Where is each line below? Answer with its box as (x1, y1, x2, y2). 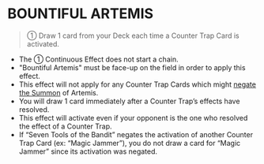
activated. (26, 39, 60, 48)
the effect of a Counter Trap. (18, 121, 112, 131)
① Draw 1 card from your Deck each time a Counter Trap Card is (26, 31, 239, 40)
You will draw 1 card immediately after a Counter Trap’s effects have (18, 96, 240, 106)
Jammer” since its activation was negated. (18, 147, 158, 156)
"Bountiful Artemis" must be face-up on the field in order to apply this (18, 62, 246, 72)
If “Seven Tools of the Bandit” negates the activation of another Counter (18, 129, 254, 139)
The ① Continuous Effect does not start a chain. (18, 54, 179, 64)
